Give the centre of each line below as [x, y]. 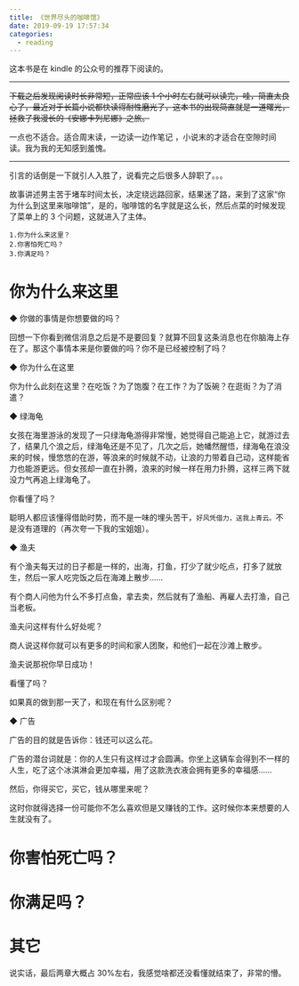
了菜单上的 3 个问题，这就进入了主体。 [80, 217]
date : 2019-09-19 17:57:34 [59, 26]
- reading [35, 42]
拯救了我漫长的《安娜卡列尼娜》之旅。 [79, 118]
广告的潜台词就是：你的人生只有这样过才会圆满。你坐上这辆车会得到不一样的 [149, 759]
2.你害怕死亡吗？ [36, 245]
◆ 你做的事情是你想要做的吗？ [65, 319]
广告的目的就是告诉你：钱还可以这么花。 [83, 740]
